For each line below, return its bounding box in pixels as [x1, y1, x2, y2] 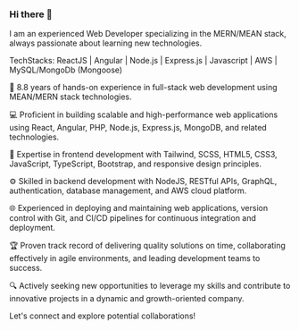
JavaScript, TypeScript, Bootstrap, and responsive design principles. [9, 158, 262, 169]
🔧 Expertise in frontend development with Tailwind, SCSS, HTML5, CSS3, [9, 149, 278, 160]
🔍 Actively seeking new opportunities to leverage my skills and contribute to [9, 281, 291, 292]
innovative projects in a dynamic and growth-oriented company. [9, 293, 245, 304]
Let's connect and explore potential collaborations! [9, 310, 196, 321]
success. [9, 263, 43, 274]
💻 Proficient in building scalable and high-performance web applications [9, 109, 278, 120]
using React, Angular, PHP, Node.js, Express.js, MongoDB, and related [9, 123, 268, 133]
